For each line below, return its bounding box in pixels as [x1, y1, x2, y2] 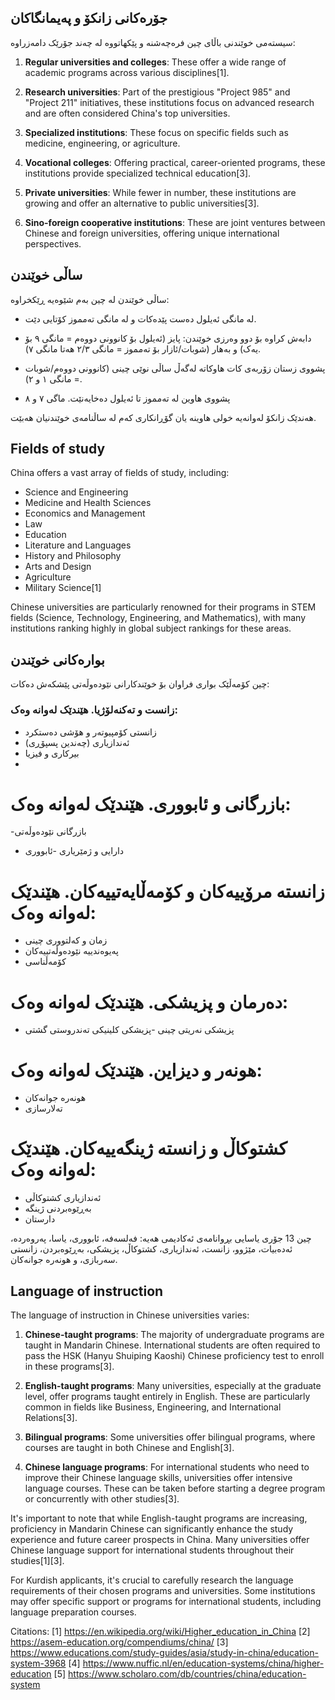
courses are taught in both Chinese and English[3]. [24, 1442, 235, 1454]
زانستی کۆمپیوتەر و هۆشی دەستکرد [24, 726, 157, 738]
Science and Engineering [24, 486, 129, 498]
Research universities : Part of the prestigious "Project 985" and [24, 86, 291, 98]
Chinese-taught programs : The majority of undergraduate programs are [24, 1329, 325, 1341]
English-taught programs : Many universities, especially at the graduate [24, 1380, 322, 1392]
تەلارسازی [24, 1102, 63, 1115]
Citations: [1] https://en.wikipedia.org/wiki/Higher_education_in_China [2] [10, 1626, 311, 1638]
